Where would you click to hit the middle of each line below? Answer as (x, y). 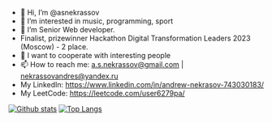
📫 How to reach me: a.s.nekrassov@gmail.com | (102, 64)
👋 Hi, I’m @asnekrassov (60, 13)
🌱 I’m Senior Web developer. (67, 29)
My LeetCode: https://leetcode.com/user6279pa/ (102, 93)
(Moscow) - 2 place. (54, 47)
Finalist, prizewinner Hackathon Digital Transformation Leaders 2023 (135, 38)
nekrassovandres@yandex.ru (69, 76)
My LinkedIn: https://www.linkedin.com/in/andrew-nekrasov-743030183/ (142, 84)
